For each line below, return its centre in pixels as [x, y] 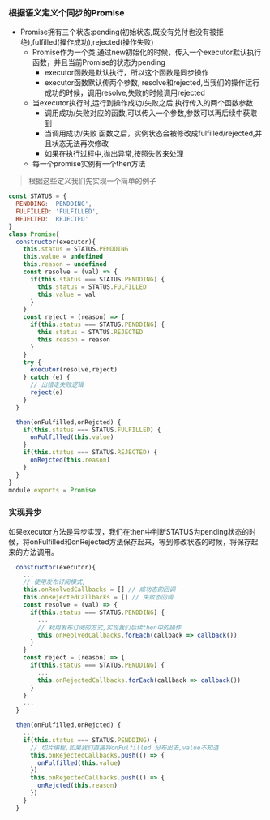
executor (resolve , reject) [73, 370]
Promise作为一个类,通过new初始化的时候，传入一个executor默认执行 [147, 52]
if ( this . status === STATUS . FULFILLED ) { [92, 430]
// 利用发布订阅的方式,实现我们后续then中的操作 [109, 627]
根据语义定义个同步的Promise [66, 12]
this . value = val [66, 294]
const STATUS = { [38, 196]
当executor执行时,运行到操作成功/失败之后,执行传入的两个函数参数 [143, 103]
